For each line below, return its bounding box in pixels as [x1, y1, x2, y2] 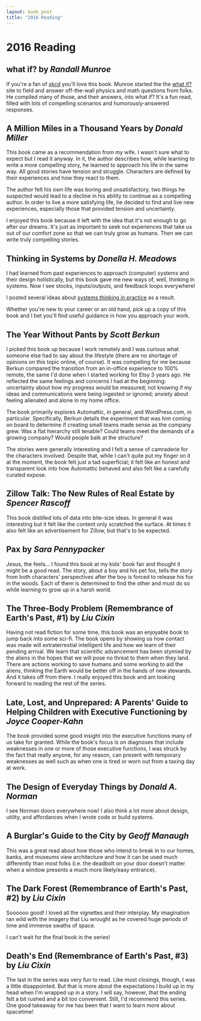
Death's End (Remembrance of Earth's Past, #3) [6, 951, 189, 961]
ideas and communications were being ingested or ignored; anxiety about [6, 390, 189, 398]
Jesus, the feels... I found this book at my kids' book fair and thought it [6, 560, 181, 567]
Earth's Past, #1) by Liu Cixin [6, 613, 115, 623]
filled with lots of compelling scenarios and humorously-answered [6, 99, 170, 107]
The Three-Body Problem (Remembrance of [6, 603, 174, 613]
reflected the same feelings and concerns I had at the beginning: [6, 377, 166, 384]
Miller [6, 133, 28, 143]
